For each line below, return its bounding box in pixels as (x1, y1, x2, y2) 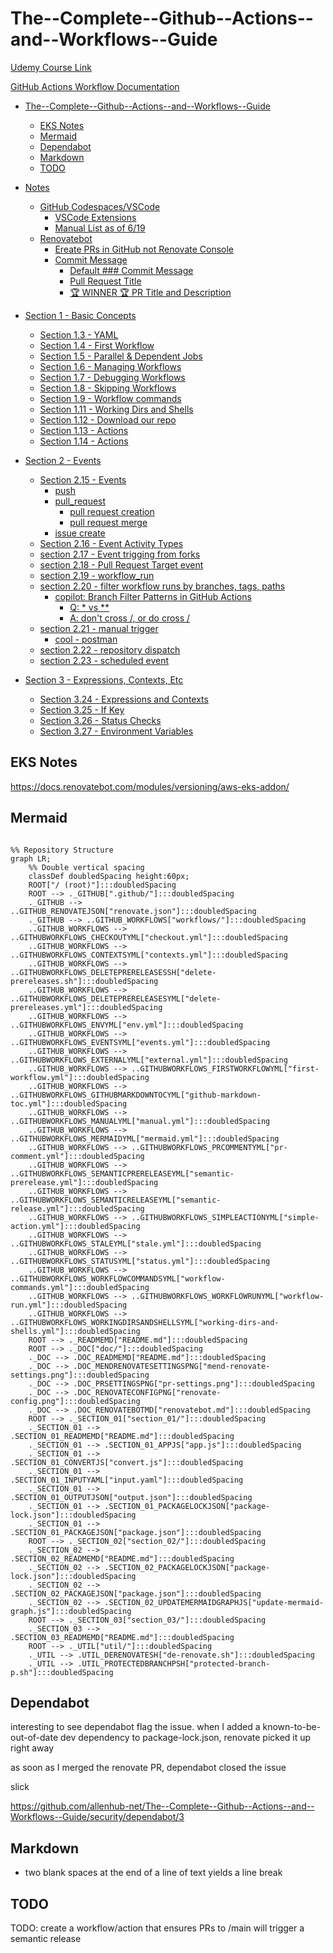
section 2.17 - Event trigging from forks (39, 548, 201, 560)
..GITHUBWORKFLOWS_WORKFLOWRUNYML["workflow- (131, 1291, 325, 1301)
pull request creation (69, 505, 155, 517)
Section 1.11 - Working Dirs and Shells (39, 403, 194, 415)
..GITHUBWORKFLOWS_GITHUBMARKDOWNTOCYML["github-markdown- (10, 1090, 262, 1100)
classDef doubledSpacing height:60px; (28, 871, 190, 881)
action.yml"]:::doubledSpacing (10, 1221, 141, 1231)
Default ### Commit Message (69, 264, 194, 276)
